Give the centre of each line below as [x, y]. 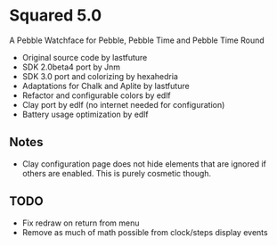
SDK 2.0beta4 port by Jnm [71, 67]
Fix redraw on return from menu [81, 223]
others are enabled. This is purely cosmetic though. [117, 173]
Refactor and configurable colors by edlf [96, 95]
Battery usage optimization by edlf [85, 114]
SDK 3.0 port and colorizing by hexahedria [100, 76]
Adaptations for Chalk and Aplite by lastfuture [106, 86]
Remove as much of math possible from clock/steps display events [145, 232]
